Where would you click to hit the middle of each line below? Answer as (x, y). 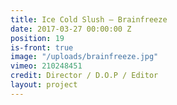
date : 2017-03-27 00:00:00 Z (71, 29)
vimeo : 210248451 (46, 66)
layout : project (44, 85)
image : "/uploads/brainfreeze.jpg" (84, 57)
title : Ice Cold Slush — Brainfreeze (89, 19)
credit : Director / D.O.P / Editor (84, 76)
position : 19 (37, 38)
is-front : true (42, 47)
